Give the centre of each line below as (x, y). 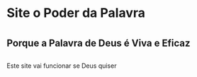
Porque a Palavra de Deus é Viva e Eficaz (98, 43)
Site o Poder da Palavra (76, 13)
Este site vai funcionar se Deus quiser (62, 66)
